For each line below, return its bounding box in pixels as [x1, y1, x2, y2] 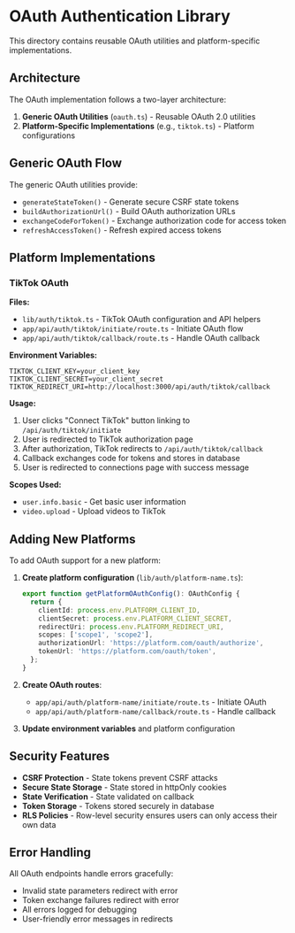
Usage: [9, 398, 37, 409]
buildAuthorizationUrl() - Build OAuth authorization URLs [21, 205, 236, 216]
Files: [9, 297, 30, 307]
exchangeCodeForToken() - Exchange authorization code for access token [21, 215, 287, 226]
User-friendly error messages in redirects [21, 914, 174, 924]
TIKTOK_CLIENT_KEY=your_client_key [9, 367, 140, 376]
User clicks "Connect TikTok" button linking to [21, 415, 191, 426]
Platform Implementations [9, 250, 156, 265]
